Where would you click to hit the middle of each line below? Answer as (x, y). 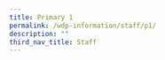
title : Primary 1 (41, 17)
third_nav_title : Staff (53, 42)
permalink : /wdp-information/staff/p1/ (83, 26)
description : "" (39, 34)
